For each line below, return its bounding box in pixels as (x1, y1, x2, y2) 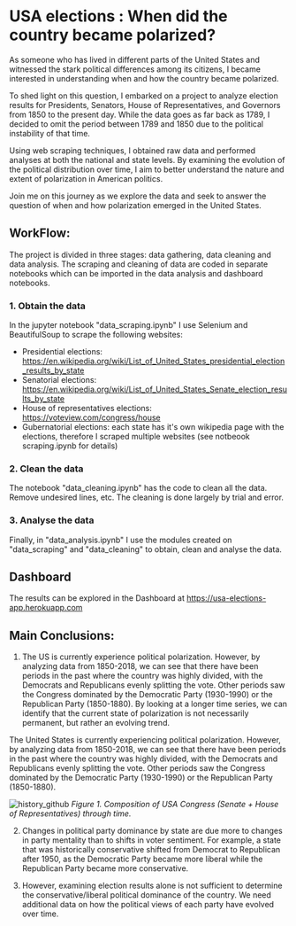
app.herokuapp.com (9, 603, 83, 613)
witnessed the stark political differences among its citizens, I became (9, 64, 261, 74)
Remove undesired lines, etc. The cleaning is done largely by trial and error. (9, 492, 285, 502)
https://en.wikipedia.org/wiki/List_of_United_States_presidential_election (21, 356, 285, 367)
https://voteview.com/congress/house (21, 412, 161, 423)
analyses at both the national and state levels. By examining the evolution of (9, 154, 285, 165)
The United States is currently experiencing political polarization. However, (9, 735, 281, 745)
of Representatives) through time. (9, 808, 132, 819)
